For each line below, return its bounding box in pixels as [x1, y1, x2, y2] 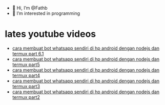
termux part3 [12, 83, 40, 89]
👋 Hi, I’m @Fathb [12, 5, 48, 11]
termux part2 [12, 94, 40, 100]
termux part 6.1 [12, 50, 44, 56]
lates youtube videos [5, 28, 96, 40]
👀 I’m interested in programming [12, 10, 80, 16]
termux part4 [12, 72, 40, 78]
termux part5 [12, 61, 40, 68]
